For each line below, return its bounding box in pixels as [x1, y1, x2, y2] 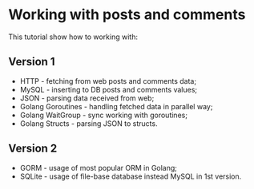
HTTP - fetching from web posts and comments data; [19, 76, 197, 85]
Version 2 [8, 142, 58, 156]
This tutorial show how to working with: [8, 32, 139, 41]
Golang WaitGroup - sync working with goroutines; [19, 110, 188, 120]
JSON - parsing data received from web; [19, 93, 155, 103]
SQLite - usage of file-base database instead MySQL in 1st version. [19, 171, 242, 181]
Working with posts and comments [8, 6, 246, 24]
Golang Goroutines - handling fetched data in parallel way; [19, 101, 213, 111]
